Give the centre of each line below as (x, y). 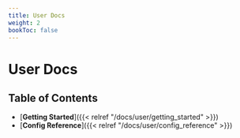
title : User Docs (37, 15)
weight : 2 (24, 23)
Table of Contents (53, 98)
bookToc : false (33, 30)
